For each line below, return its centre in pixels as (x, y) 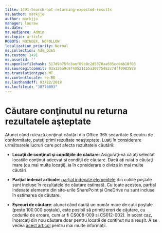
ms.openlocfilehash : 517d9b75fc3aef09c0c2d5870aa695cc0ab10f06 (71, 64)
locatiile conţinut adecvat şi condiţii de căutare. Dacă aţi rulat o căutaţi (82, 160)
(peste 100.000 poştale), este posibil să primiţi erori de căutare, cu (79, 210)
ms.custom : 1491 (21, 55)
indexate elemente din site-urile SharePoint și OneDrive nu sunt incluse (83, 190)
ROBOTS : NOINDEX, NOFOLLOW (32, 42)
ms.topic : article (24, 37)
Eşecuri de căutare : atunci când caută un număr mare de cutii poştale (82, 205)
